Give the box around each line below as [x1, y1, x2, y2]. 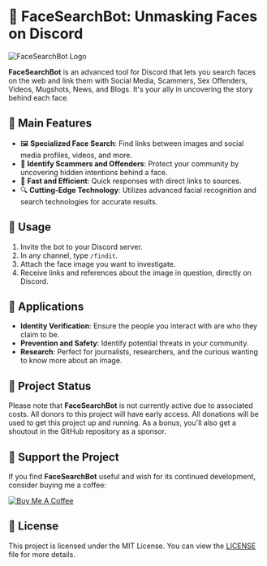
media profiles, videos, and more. [19, 150, 132, 160]
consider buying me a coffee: [8, 480, 107, 490]
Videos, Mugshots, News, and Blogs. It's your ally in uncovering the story [8, 84, 253, 94]
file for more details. [8, 549, 75, 559]
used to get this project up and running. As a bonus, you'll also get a [8, 418, 237, 428]
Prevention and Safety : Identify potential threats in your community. [19, 338, 249, 348]
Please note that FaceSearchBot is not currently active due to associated [8, 401, 253, 410]
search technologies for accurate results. [19, 196, 158, 206]
